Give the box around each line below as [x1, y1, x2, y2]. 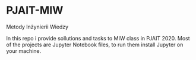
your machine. [6, 47, 42, 54]
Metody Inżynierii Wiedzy [6, 23, 69, 30]
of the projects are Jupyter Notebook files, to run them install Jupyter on [6, 41, 184, 48]
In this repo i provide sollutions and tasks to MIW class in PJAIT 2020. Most [6, 34, 190, 42]
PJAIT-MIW [6, 4, 64, 17]
